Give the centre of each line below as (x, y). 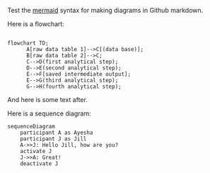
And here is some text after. (48, 100)
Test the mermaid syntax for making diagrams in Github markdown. (105, 10)
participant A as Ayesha (57, 133)
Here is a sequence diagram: (49, 113)
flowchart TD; (28, 43)
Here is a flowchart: (36, 24)
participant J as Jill (53, 139)
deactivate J (39, 164)
